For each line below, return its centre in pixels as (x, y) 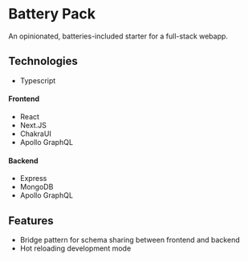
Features (31, 221)
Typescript (38, 80)
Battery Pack (52, 14)
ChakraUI (36, 134)
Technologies (43, 61)
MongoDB (37, 187)
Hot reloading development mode (75, 248)
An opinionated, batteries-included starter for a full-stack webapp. (118, 36)
